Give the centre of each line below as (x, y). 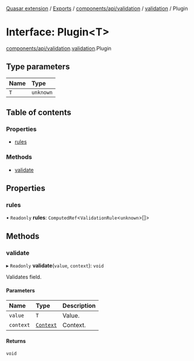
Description (79, 306)
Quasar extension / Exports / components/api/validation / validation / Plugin (97, 8)
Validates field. (24, 277)
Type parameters (38, 67)
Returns (16, 341)
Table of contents (39, 113)
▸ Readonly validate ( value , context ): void (55, 265)
